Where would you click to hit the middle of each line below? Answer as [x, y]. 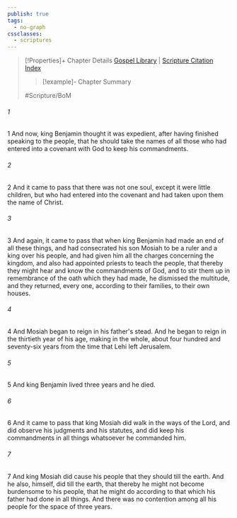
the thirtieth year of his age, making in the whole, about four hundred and [114, 338]
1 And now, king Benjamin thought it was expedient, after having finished [113, 134]
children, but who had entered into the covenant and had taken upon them [116, 194]
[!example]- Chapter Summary [87, 82]
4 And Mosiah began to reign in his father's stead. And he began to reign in [117, 331]
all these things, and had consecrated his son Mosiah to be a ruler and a [112, 248]
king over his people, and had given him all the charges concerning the [111, 255]
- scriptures [33, 40]
